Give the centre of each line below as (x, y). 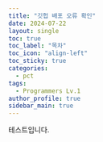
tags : (17, 83)
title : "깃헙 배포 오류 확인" (52, 16)
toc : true (25, 38)
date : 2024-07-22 (37, 23)
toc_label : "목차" (37, 46)
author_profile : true (45, 98)
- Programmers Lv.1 (48, 91)
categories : (28, 69)
